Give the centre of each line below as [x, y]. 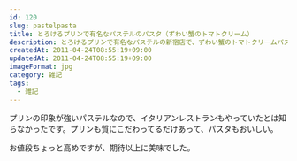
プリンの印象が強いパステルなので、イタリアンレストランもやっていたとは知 [148, 118]
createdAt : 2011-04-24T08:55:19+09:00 [80, 50]
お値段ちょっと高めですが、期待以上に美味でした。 [102, 148]
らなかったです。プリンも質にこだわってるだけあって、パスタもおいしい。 [144, 128]
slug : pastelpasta [43, 26]
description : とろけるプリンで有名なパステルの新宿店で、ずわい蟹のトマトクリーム [143, 42]
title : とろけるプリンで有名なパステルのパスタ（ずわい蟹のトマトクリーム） [132, 34]
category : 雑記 [36, 75]
